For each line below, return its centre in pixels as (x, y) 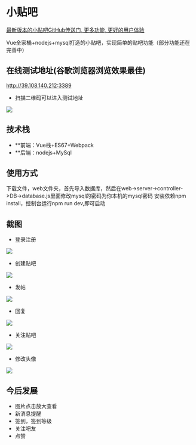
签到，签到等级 (33, 421)
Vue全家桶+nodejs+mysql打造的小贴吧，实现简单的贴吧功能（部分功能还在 (98, 42)
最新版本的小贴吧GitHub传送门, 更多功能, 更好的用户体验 (75, 30)
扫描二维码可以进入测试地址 (49, 98)
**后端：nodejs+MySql (43, 152)
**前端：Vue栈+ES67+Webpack (54, 145)
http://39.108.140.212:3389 (39, 85)
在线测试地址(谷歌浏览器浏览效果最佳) (76, 71)
